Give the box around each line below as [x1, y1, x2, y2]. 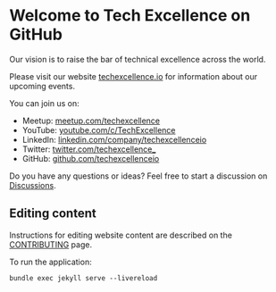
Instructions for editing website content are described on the [9, 229, 232, 240]
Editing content [9, 206, 96, 221]
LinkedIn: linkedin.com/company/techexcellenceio [21, 134, 207, 145]
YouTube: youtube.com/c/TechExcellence [21, 124, 176, 135]
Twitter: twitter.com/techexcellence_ [21, 144, 156, 154]
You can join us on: [9, 97, 79, 108]
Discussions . [9, 179, 56, 190]
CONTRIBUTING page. [9, 238, 92, 250]
